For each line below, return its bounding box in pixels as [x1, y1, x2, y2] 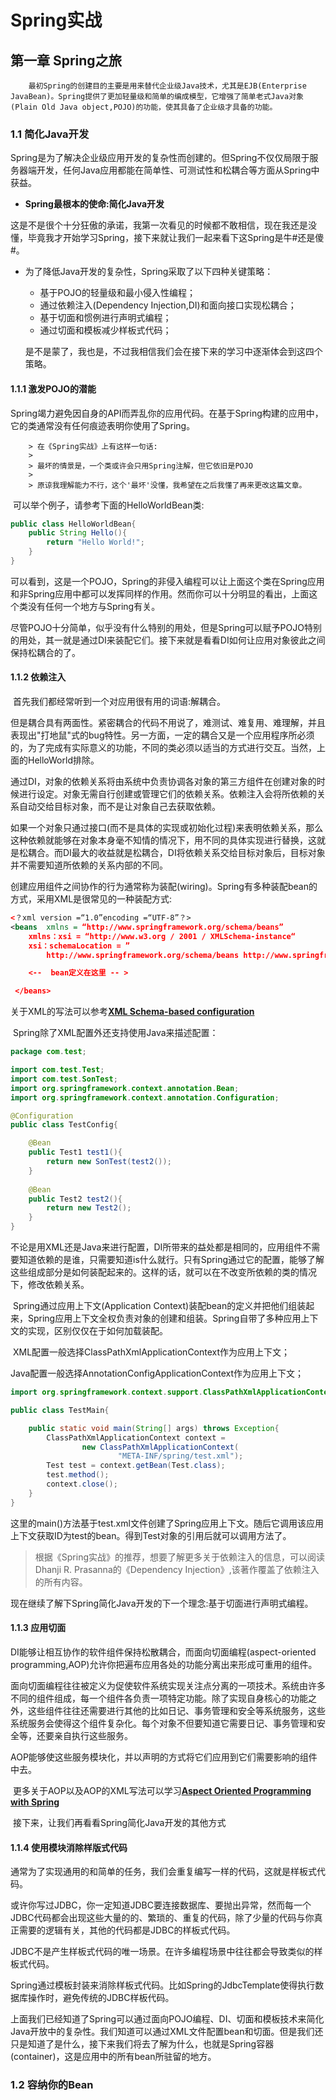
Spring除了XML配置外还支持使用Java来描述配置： [12, 1027, 219, 1039]
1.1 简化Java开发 [10, 127, 90, 141]
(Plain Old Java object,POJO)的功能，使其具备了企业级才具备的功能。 [10, 102, 278, 112]
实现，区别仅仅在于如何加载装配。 [27, 1325, 168, 1337]
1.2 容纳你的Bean [10, 2078, 94, 2092]
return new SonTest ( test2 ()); [46, 1157, 172, 1167]
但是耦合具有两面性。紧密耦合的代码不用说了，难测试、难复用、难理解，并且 [10, 717, 326, 729]
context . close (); [46, 1479, 118, 1490]
